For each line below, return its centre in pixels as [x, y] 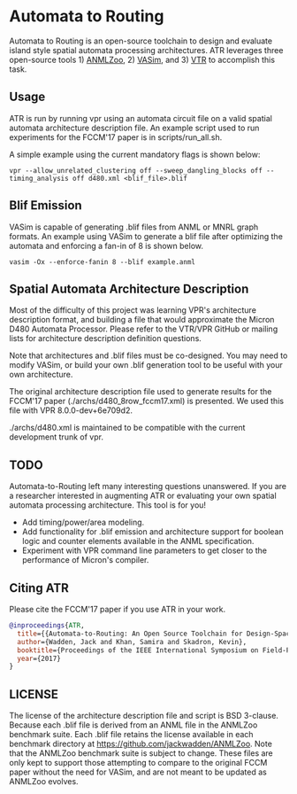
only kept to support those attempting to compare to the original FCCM [138, 763]
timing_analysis [39, 178]
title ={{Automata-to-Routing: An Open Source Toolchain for [130, 634]
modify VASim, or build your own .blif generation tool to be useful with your [146, 365]
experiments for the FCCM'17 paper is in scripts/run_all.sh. [116, 137]
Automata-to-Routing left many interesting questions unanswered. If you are [148, 487]
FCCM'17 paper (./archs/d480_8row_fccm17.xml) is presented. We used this [147, 401]
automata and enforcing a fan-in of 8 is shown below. [106, 245]
